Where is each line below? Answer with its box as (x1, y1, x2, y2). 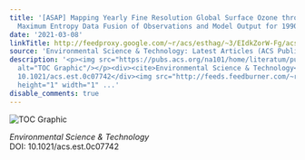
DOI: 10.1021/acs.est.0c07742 (9, 141, 120, 152)
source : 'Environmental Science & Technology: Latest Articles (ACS (9, 47, 274, 56)
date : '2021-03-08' (9, 30, 84, 39)
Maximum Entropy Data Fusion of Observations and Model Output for (17, 22, 279, 31)
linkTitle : (9, 38, 51, 48)
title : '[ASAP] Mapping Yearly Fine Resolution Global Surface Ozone (9, 13, 279, 23)
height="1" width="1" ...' (17, 80, 120, 89)
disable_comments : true (9, 89, 100, 98)
